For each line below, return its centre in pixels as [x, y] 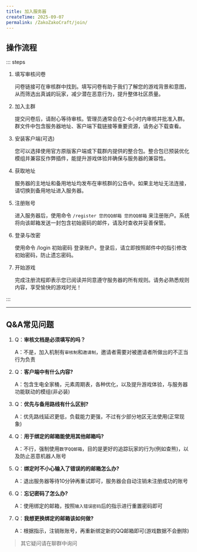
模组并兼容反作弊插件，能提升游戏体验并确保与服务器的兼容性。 [91, 158]
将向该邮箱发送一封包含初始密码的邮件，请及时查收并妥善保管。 [91, 223]
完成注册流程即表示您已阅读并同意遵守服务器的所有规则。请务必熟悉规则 [102, 280]
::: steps [16, 62]
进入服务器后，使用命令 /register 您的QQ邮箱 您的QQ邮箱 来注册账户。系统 [102, 216]
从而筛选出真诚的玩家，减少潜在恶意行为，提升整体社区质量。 [89, 94]
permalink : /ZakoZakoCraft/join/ [47, 22]
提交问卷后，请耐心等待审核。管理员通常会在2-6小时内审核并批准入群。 [101, 119]
